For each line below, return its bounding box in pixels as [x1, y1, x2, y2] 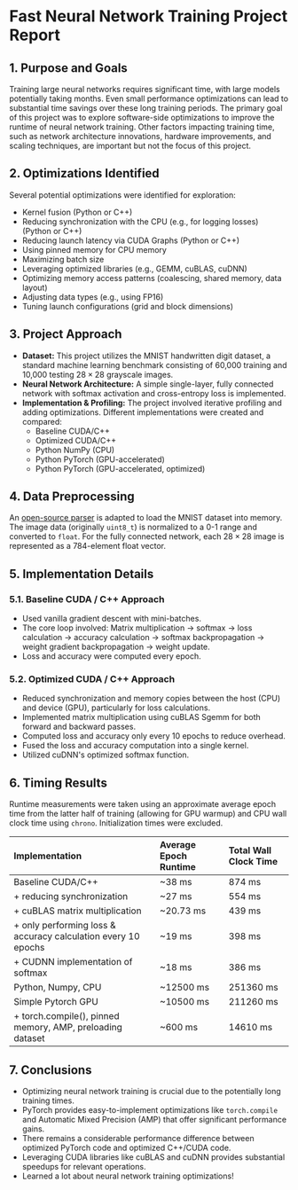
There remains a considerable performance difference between [21, 1133, 255, 1144]
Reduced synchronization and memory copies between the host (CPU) [21, 693, 281, 704]
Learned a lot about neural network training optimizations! [21, 1170, 234, 1181]
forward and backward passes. [21, 721, 136, 732]
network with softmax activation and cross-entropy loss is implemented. [21, 388, 286, 398]
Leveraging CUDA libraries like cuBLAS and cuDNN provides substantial [21, 1152, 286, 1163]
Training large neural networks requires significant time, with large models [9, 84, 281, 94]
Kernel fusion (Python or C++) [21, 207, 133, 217]
